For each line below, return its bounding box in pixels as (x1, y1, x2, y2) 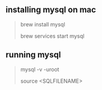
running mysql (5, 50, 61, 60)
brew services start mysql (20, 32, 85, 40)
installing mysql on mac (5, 5, 97, 15)
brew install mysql (20, 20, 65, 28)
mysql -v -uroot (20, 65, 59, 73)
